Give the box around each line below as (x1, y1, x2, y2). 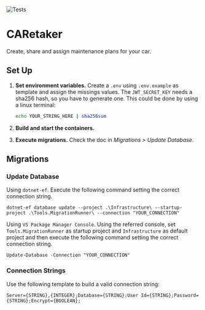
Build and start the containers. (15, 124, 95, 131)
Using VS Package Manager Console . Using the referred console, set (6, 221, 176, 228)
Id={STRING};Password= (141, 292, 199, 298)
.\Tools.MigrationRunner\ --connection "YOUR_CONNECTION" (28, 210, 180, 216)
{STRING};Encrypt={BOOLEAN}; (6, 298, 81, 304)
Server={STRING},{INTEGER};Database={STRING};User (6, 292, 139, 298)
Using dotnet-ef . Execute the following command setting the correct (6, 186, 180, 193)
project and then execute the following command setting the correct (6, 234, 179, 241)
